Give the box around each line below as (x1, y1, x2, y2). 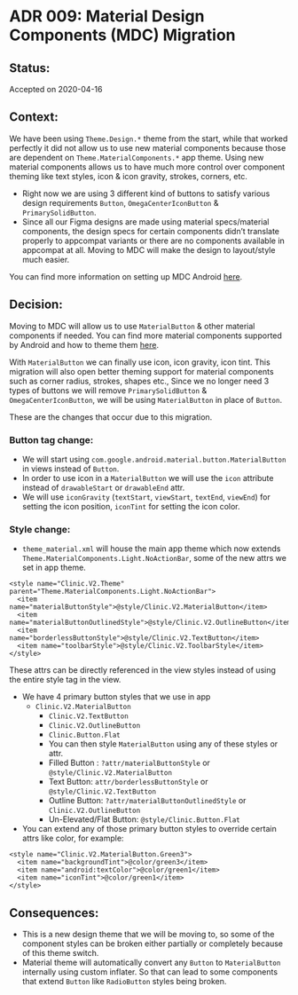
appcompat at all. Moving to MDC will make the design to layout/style (21, 244, 276, 255)
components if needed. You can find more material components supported (9, 330, 282, 341)
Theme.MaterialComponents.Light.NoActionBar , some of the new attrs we (21, 553, 286, 564)
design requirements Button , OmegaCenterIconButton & (21, 197, 219, 208)
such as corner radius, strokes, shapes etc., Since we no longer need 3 (9, 375, 270, 386)
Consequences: (9, 905, 99, 920)
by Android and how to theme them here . (9, 339, 160, 350)
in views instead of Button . (21, 463, 120, 474)
